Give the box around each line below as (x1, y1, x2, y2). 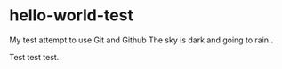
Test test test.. (9, 51, 62, 62)
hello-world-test (9, 5, 133, 26)
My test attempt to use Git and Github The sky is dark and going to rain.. (9, 34, 274, 45)
